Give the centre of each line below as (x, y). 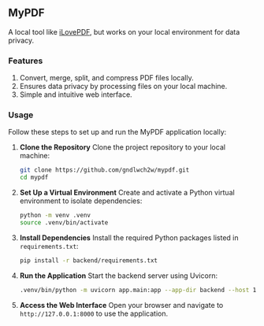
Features (26, 61)
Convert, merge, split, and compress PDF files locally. (107, 78)
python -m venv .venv (55, 216)
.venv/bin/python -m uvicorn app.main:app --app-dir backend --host (134, 290)
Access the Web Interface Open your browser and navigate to (121, 305)
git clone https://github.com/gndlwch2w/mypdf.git (104, 170)
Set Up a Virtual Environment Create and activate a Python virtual (127, 193)
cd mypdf (34, 178)
